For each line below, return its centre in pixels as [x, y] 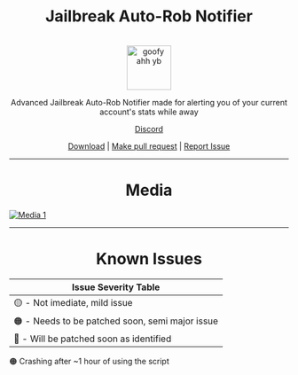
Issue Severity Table [116, 287]
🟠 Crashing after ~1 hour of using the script [90, 361]
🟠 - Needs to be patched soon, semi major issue [116, 321]
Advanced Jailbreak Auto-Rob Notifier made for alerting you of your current [149, 102]
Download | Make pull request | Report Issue [149, 146]
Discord [149, 129]
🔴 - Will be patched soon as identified [93, 339]
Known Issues [149, 259]
